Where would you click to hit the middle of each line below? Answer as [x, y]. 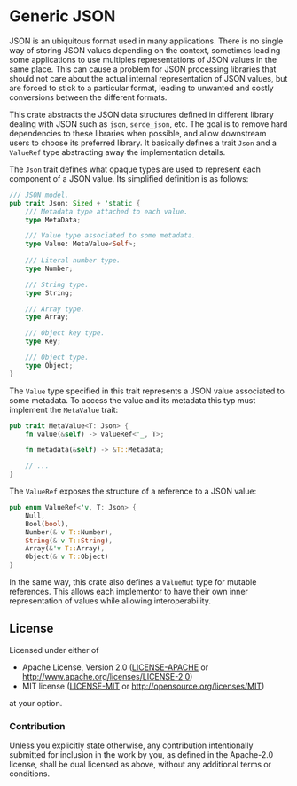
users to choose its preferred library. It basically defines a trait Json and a [143, 143]
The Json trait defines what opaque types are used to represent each [135, 169]
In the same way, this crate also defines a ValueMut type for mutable [133, 582]
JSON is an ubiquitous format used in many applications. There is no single [146, 41]
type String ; [49, 293]
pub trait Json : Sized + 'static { [75, 203]
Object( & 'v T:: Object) [67, 557]
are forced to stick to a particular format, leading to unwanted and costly [141, 88]
